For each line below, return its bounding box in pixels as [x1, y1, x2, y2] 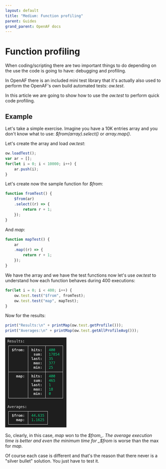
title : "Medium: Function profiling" [5, 13, 83, 18]
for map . [5, 443, 23, 449]
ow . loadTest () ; [5, 151, 37, 156]
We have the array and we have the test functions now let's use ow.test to [5, 272, 157, 278]
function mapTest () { [5, 237, 50, 242]
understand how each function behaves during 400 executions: [5, 277, 136, 283]
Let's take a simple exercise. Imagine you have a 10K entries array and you [5, 125, 158, 131]
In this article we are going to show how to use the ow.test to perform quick [5, 92, 160, 98]
